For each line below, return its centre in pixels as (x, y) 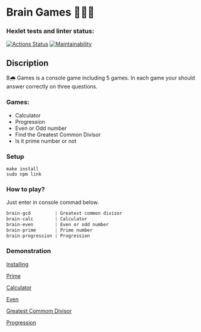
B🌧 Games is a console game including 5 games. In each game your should (101, 78)
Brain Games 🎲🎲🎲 (51, 12)
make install (23, 169)
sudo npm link (24, 174)
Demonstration (29, 251)
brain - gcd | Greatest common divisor (64, 214)
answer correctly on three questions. (52, 87)
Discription (27, 63)
